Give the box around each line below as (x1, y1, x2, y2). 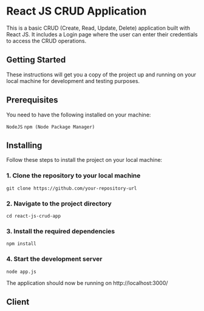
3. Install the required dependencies (6, 227, 115, 235)
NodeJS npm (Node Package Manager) (6, 124, 95, 130)
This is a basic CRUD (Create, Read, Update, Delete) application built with (6, 24, 190, 32)
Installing (6, 140, 42, 150)
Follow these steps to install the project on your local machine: (6, 156, 163, 164)
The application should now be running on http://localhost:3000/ (6, 279, 168, 286)
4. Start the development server (6, 255, 103, 263)
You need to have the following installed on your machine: (6, 111, 151, 118)
